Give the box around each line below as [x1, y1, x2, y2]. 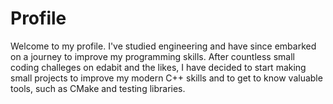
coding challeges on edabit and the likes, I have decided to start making [10, 61, 307, 73]
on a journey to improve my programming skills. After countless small [10, 50, 295, 62]
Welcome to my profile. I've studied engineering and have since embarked [10, 40, 317, 52]
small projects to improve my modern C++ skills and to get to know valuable [10, 72, 323, 84]
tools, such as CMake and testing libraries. [10, 82, 186, 94]
